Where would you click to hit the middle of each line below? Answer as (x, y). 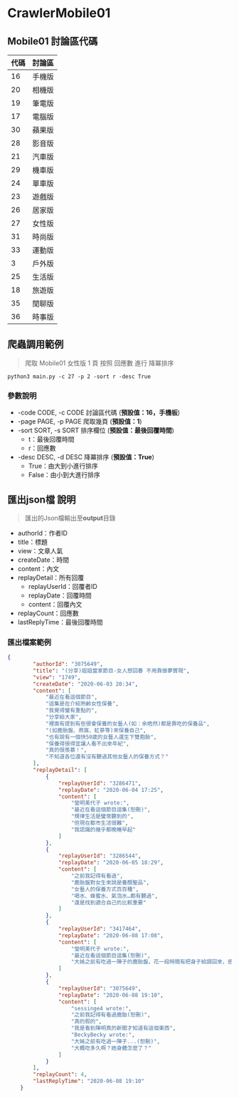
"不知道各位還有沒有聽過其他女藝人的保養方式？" (107, 757)
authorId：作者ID (42, 533)
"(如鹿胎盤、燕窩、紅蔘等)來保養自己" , (96, 730)
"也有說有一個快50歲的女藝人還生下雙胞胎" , (101, 737)
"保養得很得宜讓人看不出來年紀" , (87, 743)
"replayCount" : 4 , (60, 1075)
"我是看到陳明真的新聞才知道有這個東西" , (123, 1028)
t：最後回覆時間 (51, 439)
